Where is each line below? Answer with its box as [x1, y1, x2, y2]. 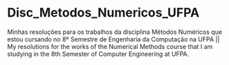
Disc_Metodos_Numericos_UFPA [7, 5, 200, 21]
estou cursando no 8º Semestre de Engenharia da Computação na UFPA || [7, 35, 220, 43]
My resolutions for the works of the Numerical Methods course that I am [7, 42, 213, 50]
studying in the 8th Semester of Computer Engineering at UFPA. [7, 50, 190, 58]
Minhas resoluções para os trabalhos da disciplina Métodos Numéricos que [7, 28, 223, 36]
